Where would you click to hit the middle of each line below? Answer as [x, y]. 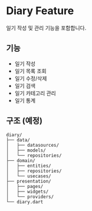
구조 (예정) [24, 121]
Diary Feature [40, 11]
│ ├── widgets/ [27, 192]
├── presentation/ [29, 181]
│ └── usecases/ [29, 176]
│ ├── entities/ [29, 166]
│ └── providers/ [30, 197]
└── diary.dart [25, 202]
